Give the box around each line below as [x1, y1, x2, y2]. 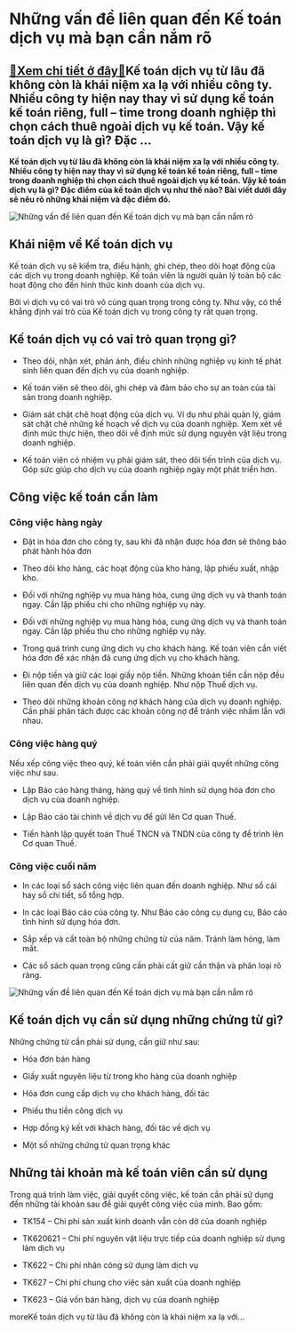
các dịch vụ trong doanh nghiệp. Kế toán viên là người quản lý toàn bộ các [9, 269, 282, 280]
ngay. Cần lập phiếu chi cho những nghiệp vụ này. [21, 599, 206, 610]
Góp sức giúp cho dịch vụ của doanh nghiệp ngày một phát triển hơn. [21, 463, 277, 475]
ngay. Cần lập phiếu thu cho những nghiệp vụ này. [21, 626, 207, 637]
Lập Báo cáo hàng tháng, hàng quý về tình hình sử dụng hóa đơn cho [21, 784, 276, 795]
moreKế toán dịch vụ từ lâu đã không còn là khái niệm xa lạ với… [9, 1311, 245, 1322]
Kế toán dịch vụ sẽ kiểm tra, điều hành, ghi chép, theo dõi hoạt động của [9, 261, 276, 271]
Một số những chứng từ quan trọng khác [21, 1139, 171, 1151]
